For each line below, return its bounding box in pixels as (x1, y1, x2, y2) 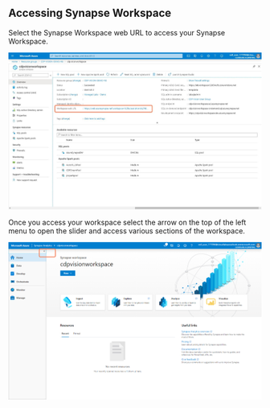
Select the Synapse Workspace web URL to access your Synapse (8, 27, 226, 37)
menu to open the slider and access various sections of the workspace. (8, 226, 245, 236)
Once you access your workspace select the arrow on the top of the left (8, 217, 247, 228)
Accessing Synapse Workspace (8, 6, 172, 20)
